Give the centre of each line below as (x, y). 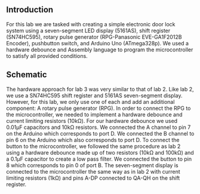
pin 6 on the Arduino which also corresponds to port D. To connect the (93, 140)
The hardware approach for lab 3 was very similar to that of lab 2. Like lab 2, (100, 89)
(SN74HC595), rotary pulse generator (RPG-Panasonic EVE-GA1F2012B (94, 37)
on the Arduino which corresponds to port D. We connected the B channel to (100, 133)
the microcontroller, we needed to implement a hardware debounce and (95, 114)
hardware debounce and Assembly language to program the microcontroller (100, 50)
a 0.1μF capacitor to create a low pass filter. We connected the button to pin (99, 159)
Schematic (27, 75)
